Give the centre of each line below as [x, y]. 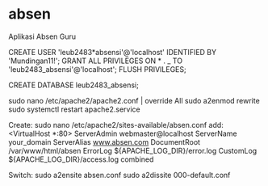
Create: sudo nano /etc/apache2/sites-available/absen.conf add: [116, 125]
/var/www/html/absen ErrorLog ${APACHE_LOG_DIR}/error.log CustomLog [133, 150]
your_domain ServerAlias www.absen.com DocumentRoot [104, 142]
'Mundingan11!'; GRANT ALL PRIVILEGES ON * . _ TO [96, 61]
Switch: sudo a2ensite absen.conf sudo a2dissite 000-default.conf [119, 175]
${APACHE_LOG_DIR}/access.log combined [81, 159]
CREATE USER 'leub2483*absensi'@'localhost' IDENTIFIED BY [113, 52]
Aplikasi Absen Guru [42, 36]
